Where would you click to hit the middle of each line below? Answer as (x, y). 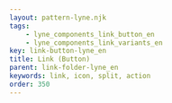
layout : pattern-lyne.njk (58, 17)
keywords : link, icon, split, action (80, 76)
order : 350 (30, 84)
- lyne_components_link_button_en (90, 34)
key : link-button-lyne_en (58, 51)
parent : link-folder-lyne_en (64, 68)
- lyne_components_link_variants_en (95, 43)
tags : (19, 26)
